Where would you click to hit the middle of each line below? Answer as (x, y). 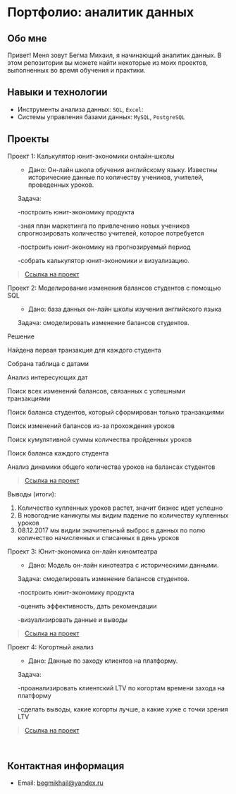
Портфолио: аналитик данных (101, 12)
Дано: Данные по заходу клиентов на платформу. (103, 661)
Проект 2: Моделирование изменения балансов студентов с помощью (114, 288)
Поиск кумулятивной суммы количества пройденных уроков (100, 439)
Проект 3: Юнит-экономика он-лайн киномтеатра (82, 551)
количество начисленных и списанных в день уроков (98, 537)
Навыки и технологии (57, 92)
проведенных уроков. (61, 185)
